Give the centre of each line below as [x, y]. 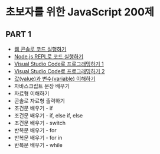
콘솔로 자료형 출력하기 [40, 101]
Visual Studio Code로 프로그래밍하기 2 [59, 71]
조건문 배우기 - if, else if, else [48, 115]
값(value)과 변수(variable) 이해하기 [55, 78]
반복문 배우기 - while [38, 145]
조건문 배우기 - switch [40, 123]
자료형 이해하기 [32, 93]
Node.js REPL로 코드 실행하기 [49, 56]
